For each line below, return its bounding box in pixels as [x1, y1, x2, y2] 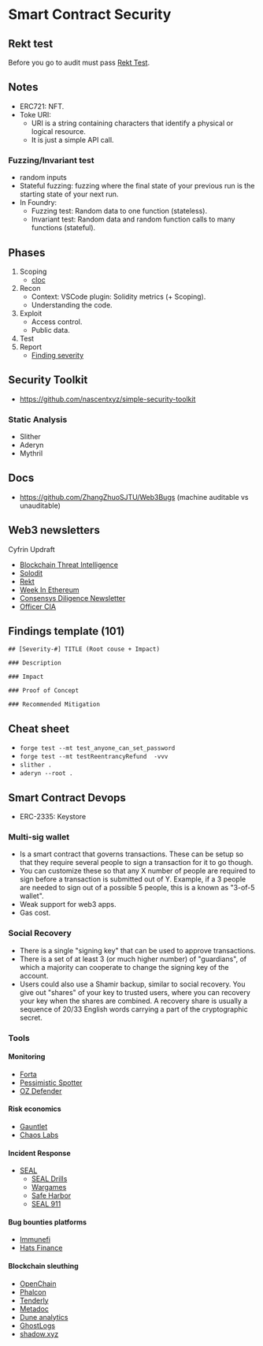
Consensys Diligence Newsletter [19, 593, 126, 602]
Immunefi [19, 1235, 51, 1244]
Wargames [31, 1183, 67, 1192]
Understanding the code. [31, 300, 113, 309]
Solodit [19, 568, 43, 577]
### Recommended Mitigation [8, 700, 101, 709]
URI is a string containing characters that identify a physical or [31, 118, 234, 128]
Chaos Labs [19, 1130, 59, 1140]
